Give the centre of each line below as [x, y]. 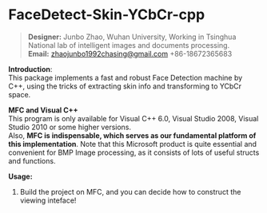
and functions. [32, 160]
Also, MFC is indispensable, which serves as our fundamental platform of [132, 135]
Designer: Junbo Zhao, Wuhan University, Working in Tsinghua [132, 37]
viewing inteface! [48, 200]
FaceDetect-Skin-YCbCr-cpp [107, 15]
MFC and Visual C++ [43, 110]
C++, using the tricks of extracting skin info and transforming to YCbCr [125, 86]
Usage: [21, 176]
